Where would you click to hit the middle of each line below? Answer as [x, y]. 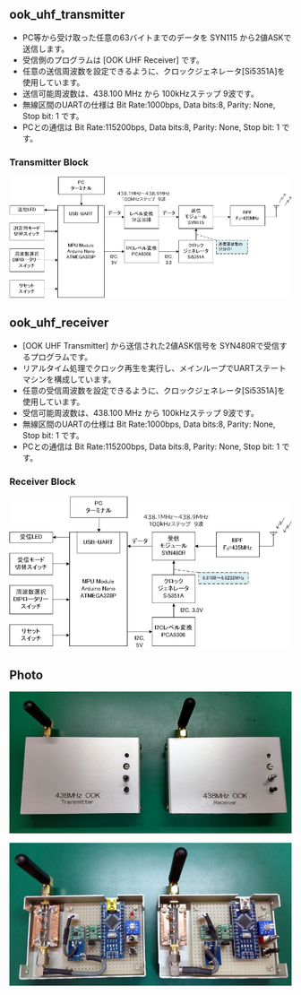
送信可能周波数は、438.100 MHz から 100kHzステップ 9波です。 [141, 93]
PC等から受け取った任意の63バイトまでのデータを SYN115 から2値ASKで [157, 37]
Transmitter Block [49, 162]
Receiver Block [43, 481]
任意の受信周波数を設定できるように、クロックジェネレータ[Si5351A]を [154, 390]
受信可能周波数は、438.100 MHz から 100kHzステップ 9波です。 [141, 412]
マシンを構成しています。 [69, 379]
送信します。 [46, 48]
